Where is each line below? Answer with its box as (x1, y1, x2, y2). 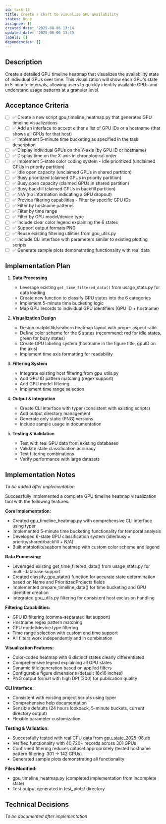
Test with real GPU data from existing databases (19, 440, 118, 446)
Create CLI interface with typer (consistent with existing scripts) (19, 405, 150, 412)
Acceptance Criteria (5, 101, 69, 110)
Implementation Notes (5, 471, 76, 479)
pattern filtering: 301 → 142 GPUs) (12, 751, 82, 757)
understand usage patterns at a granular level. (5, 87, 100, 93)
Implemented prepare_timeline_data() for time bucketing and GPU (12, 585, 147, 590)
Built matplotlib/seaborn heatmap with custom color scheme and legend (12, 544, 160, 550)
